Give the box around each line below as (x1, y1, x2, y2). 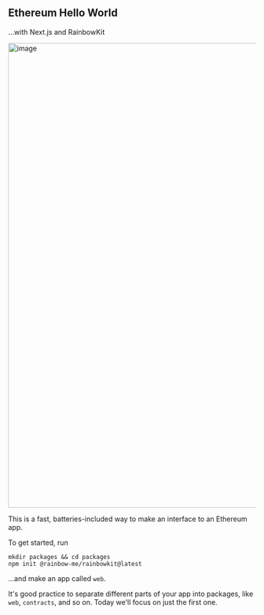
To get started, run (8, 538, 68, 547)
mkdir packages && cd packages (8, 553, 111, 561)
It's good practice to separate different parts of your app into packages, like (8, 589, 254, 598)
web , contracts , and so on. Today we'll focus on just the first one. (8, 597, 218, 606)
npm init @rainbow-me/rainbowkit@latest (8, 560, 143, 568)
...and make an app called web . (8, 573, 106, 583)
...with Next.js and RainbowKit (8, 27, 105, 36)
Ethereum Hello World (8, 6, 118, 20)
